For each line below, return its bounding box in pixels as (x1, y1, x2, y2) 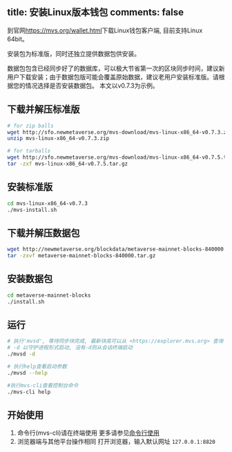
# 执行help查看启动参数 (7, 363, 68, 370)
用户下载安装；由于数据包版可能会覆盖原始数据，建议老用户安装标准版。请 (7, 72, 219, 81)
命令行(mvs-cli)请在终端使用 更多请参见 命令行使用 (17, 429, 160, 437)
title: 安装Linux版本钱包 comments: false (7, 6, 184, 19)
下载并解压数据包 (7, 227, 80, 239)
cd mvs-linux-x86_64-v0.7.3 (7, 199, 88, 207)
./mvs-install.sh (7, 206, 57, 213)
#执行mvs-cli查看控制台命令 (7, 382, 79, 389)
